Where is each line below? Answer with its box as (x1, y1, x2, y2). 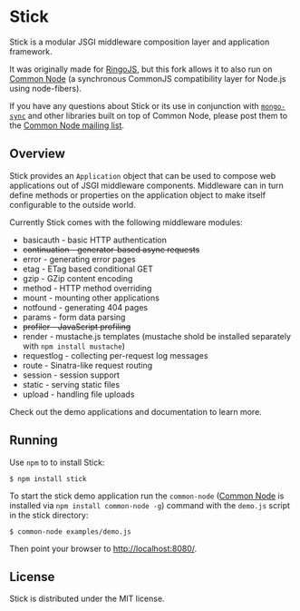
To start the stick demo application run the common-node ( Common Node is (9, 490, 285, 501)
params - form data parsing (22, 311, 126, 322)
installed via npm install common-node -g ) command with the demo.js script (9, 499, 290, 510)
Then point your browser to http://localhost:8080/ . (9, 543, 198, 554)
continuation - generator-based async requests (22, 243, 200, 255)
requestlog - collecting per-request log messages (22, 350, 208, 360)
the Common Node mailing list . (9, 120, 125, 131)
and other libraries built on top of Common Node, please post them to (27, 110, 288, 121)
